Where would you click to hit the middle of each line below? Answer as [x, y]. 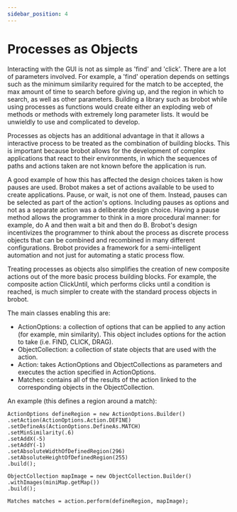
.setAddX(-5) [27, 439]
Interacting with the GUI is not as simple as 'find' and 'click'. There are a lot [117, 69]
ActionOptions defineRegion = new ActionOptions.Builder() [97, 414]
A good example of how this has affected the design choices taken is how [115, 179]
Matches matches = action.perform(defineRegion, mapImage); [98, 501]
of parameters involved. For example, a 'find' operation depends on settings [118, 76]
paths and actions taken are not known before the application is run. [107, 166]
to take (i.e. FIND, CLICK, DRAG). [65, 341]
